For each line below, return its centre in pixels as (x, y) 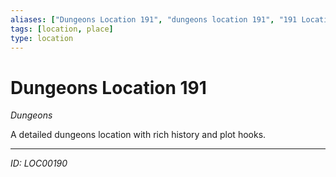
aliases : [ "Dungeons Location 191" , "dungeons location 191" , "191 (154, 19)
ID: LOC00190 (39, 163)
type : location (42, 38)
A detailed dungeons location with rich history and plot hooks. (138, 135)
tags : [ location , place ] (62, 29)
